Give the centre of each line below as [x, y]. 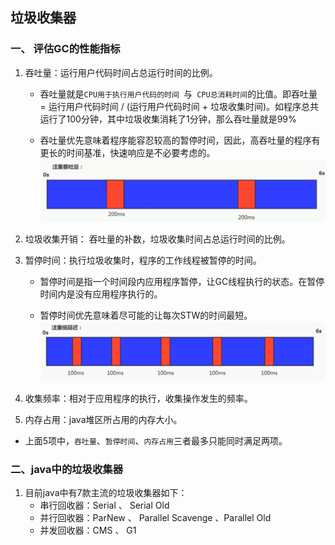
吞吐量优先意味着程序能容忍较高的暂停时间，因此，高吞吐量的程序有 [180, 140]
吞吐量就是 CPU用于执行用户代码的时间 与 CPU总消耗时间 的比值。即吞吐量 [178, 94]
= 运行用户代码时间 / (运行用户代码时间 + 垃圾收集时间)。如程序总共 [179, 106]
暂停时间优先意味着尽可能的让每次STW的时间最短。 [146, 315]
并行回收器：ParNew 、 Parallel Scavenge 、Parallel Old [155, 518]
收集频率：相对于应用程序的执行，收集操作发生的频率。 [138, 399]
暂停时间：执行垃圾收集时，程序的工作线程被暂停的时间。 [143, 260]
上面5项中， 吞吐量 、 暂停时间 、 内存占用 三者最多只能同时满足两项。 [156, 441]
